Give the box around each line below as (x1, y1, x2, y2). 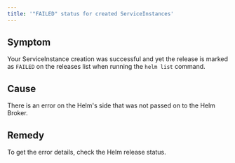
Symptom (7, 37, 51, 48)
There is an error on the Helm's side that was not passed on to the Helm (7, 101, 216, 110)
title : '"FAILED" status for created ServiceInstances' (7, 10, 174, 18)
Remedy (7, 129, 44, 141)
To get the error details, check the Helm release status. (7, 148, 166, 157)
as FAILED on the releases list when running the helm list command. (7, 63, 206, 71)
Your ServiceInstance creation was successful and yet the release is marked (7, 55, 229, 63)
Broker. (7, 109, 28, 117)
